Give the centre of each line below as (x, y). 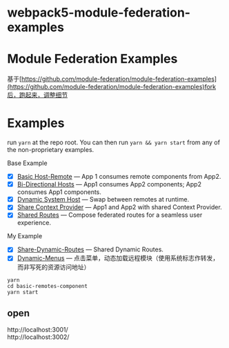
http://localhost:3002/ (38, 337)
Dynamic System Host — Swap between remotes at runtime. (103, 200)
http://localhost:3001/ (38, 330)
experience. (34, 223)
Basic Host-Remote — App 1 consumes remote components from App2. (119, 177)
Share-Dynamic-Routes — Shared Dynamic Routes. (90, 249)
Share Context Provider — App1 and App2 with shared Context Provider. (119, 207)
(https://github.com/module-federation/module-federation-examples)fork (111, 87)
